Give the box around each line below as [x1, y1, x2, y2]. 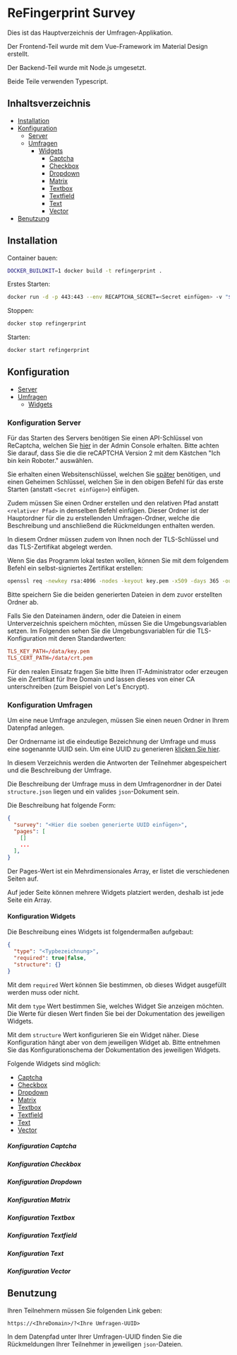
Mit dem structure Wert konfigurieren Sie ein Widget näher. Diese [7, 1030, 200, 1039]
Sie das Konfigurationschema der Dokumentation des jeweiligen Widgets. [7, 1046, 221, 1054]
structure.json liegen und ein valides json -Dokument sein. [7, 787, 180, 796]
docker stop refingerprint [7, 320, 87, 327]
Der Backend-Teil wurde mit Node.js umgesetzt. [7, 63, 147, 72]
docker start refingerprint [7, 347, 90, 354]
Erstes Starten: [7, 280, 51, 288]
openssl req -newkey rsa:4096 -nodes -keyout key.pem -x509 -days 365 [7, 578, 219, 585]
